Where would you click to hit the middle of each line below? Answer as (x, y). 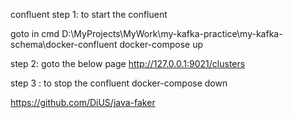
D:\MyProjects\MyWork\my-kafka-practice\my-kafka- (172, 33)
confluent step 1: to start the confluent (89, 14)
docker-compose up (161, 44)
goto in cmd (35, 33)
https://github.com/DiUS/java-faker (83, 102)
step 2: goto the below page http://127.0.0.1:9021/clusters (128, 63)
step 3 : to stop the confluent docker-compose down (119, 83)
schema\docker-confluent (64, 44)
